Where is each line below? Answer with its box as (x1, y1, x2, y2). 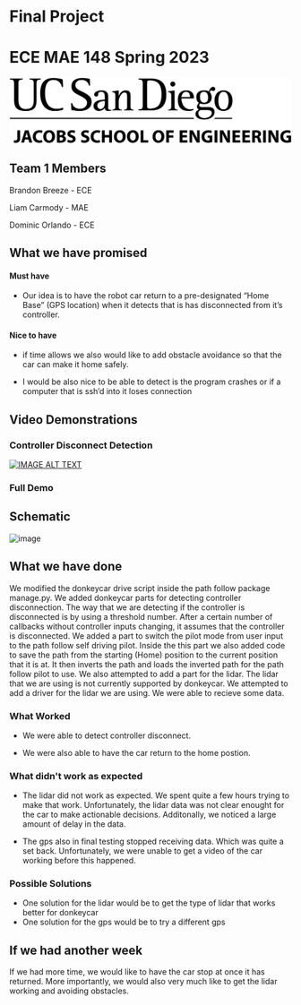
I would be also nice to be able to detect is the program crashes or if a (21, 376, 281, 387)
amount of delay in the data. (21, 819, 127, 829)
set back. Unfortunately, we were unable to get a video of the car (21, 846, 262, 856)
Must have (9, 271, 50, 281)
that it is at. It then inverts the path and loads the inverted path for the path (9, 658, 285, 669)
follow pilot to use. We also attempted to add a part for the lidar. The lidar (9, 668, 279, 679)
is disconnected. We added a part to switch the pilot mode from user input (9, 630, 284, 641)
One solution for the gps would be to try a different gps (21, 916, 226, 928)
